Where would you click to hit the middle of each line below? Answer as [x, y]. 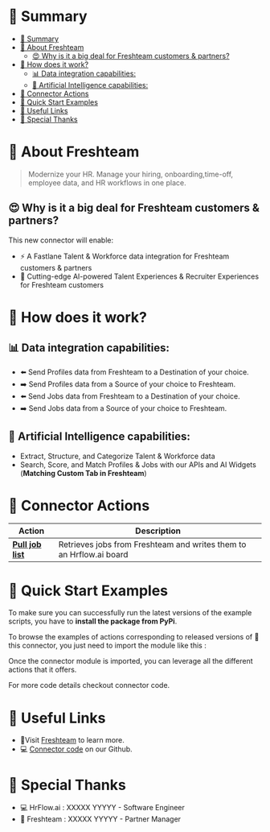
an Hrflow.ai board [93, 555]
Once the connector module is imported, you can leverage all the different [131, 661]
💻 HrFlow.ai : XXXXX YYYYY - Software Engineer [102, 808]
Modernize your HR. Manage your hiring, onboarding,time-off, [131, 174]
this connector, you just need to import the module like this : [107, 646]
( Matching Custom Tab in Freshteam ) [83, 473]
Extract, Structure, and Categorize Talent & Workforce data [117, 456]
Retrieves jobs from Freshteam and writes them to [152, 544]
